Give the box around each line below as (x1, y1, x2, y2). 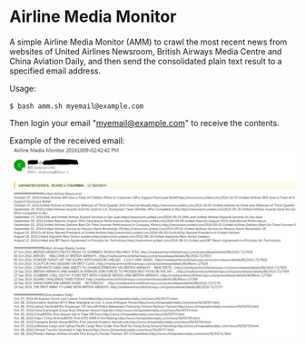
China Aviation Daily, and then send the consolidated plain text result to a (9, 55, 283, 66)
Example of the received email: (9, 134, 125, 146)
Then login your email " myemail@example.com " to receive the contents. (9, 117, 280, 128)
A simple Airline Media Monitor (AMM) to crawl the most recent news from (9, 36, 288, 47)
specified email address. (9, 65, 102, 76)
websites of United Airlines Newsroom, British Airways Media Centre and (9, 45, 282, 56)
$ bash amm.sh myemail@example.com (9, 102, 144, 111)
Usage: (9, 83, 36, 94)
